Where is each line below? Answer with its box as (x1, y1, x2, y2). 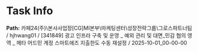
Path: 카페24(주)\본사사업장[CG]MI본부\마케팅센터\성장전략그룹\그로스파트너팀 (6, 24, 193, 31)
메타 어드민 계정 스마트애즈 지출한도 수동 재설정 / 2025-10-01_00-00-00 (16, 39, 187, 46)
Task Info (6, 4, 53, 18)
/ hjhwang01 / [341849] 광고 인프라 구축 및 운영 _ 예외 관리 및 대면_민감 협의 (6, 31, 186, 39)
